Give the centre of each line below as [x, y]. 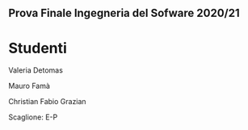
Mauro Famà [29, 86]
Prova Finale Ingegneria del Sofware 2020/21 [124, 13]
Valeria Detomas [36, 70]
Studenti [38, 48]
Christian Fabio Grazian [47, 102]
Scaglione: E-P [33, 117]
